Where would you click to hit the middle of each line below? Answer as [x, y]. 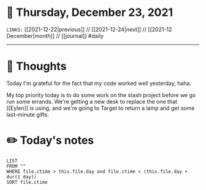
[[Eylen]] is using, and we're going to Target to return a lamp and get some [101, 108]
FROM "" [16, 166]
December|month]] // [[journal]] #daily [55, 35]
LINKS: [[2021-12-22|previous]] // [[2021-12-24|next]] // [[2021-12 [89, 29]
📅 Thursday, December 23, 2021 [90, 13]
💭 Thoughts [36, 66]
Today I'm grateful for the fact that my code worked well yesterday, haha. [99, 83]
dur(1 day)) [21, 177]
